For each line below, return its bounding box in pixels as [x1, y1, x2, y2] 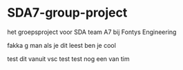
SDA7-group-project [7, 5, 128, 21]
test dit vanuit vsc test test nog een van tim [7, 54, 130, 63]
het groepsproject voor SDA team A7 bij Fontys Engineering [7, 28, 177, 36]
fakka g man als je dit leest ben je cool [7, 41, 116, 49]
